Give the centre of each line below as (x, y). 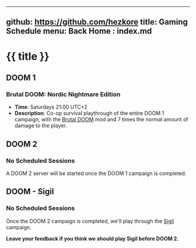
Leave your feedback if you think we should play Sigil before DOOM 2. (92, 238)
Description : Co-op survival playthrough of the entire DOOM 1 (89, 113)
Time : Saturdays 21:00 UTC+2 (51, 107)
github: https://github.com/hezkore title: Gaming (97, 22)
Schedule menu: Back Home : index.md (79, 31)
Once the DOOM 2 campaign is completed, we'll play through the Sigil (90, 221)
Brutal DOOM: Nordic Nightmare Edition (63, 94)
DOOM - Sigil (30, 192)
